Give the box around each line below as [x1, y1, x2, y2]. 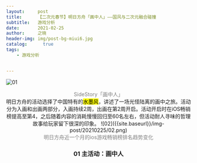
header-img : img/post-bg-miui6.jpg [6, 36, 93, 42]
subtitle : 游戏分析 [6, 19, 56, 25]
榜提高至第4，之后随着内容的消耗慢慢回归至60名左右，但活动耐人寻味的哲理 [6, 113, 191, 120]
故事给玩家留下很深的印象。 [32, 120, 100, 127]
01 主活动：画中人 [73, 150, 124, 158]
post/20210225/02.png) [69, 127, 128, 134]
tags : [6, 47, 19, 53]
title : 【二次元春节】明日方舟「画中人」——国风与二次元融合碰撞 [6, 14, 157, 20]
